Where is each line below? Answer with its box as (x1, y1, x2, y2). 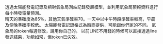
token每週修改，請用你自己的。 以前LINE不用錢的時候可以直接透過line (17, 28, 157, 33)
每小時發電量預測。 (5, 10, 44, 16)
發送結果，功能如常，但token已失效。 (5, 34, 80, 40)
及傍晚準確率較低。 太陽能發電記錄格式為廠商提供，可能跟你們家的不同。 (5, 22, 151, 28)
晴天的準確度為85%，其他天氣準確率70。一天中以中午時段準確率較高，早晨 (5, 16, 156, 22)
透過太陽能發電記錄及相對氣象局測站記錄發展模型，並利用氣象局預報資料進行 (5, 4, 158, 10)
